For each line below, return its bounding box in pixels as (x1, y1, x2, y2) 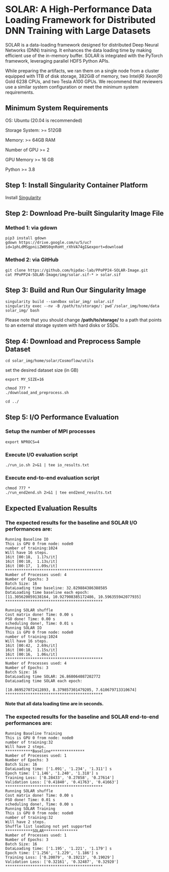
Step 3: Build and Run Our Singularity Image (5, 286, 147, 294)
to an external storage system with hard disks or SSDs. (5, 322, 120, 328)
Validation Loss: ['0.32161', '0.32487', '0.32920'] (5, 859, 119, 864)
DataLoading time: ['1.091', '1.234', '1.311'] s (5, 766, 112, 772)
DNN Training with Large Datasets (5, 25, 151, 36)
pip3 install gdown (5, 236, 47, 241)
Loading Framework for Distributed (5, 14, 156, 26)
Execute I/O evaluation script (5, 451, 78, 458)
